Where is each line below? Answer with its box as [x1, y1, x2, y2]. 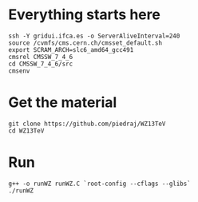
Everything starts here [8, 6, 161, 24]
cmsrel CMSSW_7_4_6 [8, 53, 73, 61]
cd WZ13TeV [8, 126, 45, 135]
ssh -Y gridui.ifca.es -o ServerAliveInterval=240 [8, 32, 180, 40]
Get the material [8, 93, 117, 112]
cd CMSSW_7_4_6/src [8, 60, 73, 68]
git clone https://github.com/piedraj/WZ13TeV [8, 120, 166, 128]
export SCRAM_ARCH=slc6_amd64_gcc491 [8, 46, 134, 53]
